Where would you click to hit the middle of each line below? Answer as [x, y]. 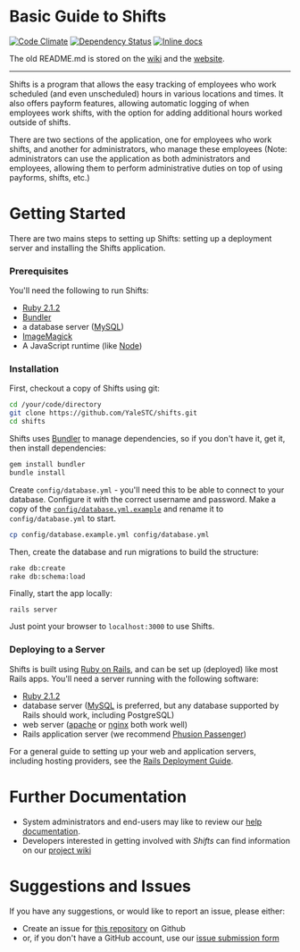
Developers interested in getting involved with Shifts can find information [156, 840]
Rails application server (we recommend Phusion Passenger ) [134, 734]
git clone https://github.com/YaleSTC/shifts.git [104, 413]
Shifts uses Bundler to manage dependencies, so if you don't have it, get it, [147, 439]
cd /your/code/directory [55, 405]
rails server [33, 610]
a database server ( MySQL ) [73, 327]
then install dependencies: [58, 448]
